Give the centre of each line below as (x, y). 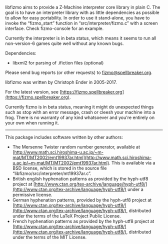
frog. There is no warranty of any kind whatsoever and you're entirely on (80, 117)
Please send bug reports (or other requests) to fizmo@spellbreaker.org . (79, 72)
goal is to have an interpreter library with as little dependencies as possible (82, 12)
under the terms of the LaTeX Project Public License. (66, 216)
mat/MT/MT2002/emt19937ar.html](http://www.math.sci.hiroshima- (82, 157)
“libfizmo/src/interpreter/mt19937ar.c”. (52, 173)
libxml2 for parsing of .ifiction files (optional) (58, 63)
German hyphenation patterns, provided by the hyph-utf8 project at (82, 200)
